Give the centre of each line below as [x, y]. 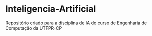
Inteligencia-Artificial [51, 9]
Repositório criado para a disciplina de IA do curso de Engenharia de [76, 23]
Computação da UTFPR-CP [34, 28]
